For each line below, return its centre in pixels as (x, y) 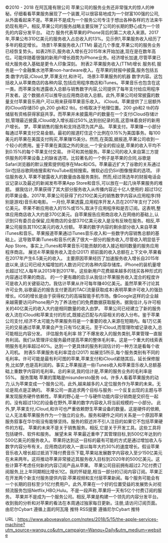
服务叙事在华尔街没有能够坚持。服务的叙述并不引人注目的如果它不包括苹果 (82, 421)
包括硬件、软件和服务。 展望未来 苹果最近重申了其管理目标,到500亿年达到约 (83, 434)
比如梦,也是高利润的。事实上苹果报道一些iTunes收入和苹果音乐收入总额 (84, 365)
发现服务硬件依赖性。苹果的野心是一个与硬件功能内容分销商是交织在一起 (84, 396)
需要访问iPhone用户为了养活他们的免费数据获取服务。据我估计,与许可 (85, 302)
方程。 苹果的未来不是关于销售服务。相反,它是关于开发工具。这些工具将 (87, 428)
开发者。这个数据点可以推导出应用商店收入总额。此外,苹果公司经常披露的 (80, 95)
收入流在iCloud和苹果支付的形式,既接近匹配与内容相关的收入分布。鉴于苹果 (82, 315)
